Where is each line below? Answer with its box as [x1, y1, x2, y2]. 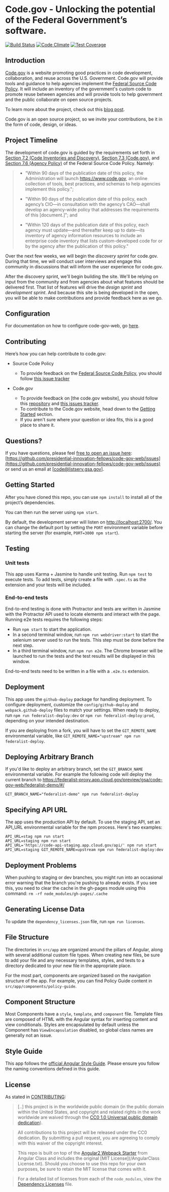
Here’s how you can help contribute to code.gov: [5, 351, 106, 357]
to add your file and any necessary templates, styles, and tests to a [5, 957, 145, 963]
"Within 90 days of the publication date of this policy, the [25, 170, 144, 176]
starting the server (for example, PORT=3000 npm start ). [5, 530, 120, 536]
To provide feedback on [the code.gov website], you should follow [20, 395, 158, 402]
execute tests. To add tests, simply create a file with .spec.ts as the [5, 576, 146, 582]
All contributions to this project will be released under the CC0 [17, 1129, 147, 1136]
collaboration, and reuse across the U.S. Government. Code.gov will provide [5, 75, 163, 81]
